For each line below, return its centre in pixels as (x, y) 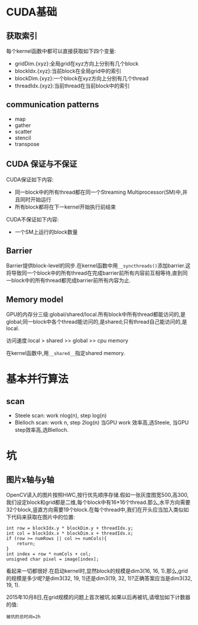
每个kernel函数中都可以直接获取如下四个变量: (61, 51)
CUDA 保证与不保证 (42, 164)
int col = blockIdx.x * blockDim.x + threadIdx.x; (70, 533)
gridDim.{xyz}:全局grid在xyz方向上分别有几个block (77, 64)
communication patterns (53, 105)
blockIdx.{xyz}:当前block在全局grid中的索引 (68, 71)
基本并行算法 (38, 379)
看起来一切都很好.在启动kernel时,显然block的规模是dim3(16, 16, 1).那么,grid (97, 571)
